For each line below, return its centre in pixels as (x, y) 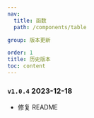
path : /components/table (50, 27)
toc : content (27, 66)
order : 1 (20, 53)
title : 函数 (30, 21)
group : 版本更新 (29, 40)
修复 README (37, 107)
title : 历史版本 (29, 60)
